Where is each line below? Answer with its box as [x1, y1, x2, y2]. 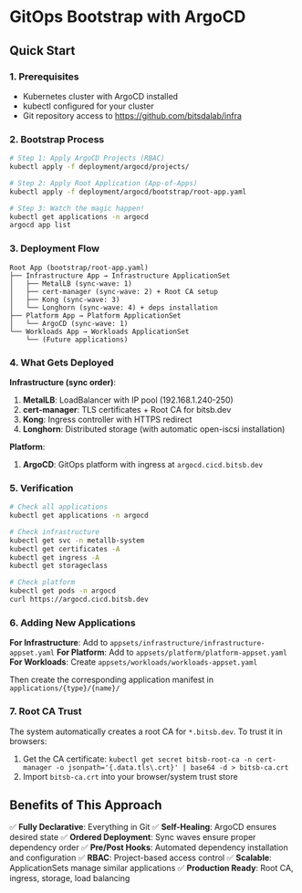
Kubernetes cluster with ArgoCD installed [22, 90, 179, 101]
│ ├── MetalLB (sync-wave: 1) [9, 278, 132, 289]
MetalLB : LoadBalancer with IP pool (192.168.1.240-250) [22, 394, 234, 405]
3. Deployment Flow [9, 242, 100, 255]
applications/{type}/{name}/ [9, 684, 120, 693]
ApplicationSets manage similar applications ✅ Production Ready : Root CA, [9, 863, 294, 874]
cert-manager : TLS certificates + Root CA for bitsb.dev [22, 404, 232, 415]
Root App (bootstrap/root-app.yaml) [9, 263, 149, 272]
